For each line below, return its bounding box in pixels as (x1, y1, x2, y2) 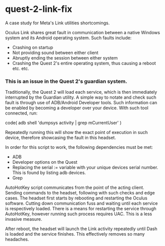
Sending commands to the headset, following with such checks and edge (5, 190, 155, 196)
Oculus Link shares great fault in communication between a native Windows (5, 29, 160, 35)
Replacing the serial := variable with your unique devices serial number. (12, 165, 159, 171)
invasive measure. (5, 216, 42, 222)
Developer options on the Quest (12, 159, 78, 165)
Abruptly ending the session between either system (12, 55, 118, 61)
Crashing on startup (12, 44, 54, 50)
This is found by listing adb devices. (12, 170, 86, 176)
